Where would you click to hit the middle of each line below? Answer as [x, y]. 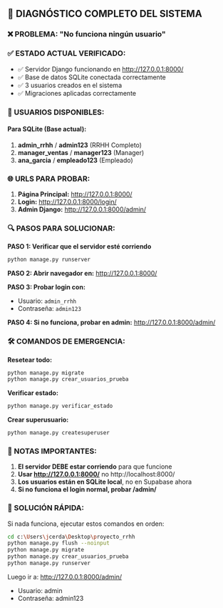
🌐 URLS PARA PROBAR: [49, 179]
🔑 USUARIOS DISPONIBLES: [56, 112]
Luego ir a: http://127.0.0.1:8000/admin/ [65, 577]
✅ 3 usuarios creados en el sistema [70, 85]
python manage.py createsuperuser [59, 433]
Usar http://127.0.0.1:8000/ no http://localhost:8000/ [96, 474]
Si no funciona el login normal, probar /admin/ [87, 489]
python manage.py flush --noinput [59, 543]
